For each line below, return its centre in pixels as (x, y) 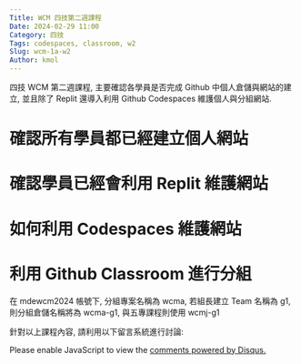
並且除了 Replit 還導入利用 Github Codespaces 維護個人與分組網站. (147, 98)
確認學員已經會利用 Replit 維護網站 (139, 184)
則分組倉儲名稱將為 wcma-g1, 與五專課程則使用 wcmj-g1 (115, 312)
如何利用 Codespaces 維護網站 (126, 229)
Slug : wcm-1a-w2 (40, 52)
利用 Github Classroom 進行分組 (130, 273)
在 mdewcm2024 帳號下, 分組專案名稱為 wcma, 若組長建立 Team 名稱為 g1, (150, 300)
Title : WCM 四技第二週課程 (55, 18)
